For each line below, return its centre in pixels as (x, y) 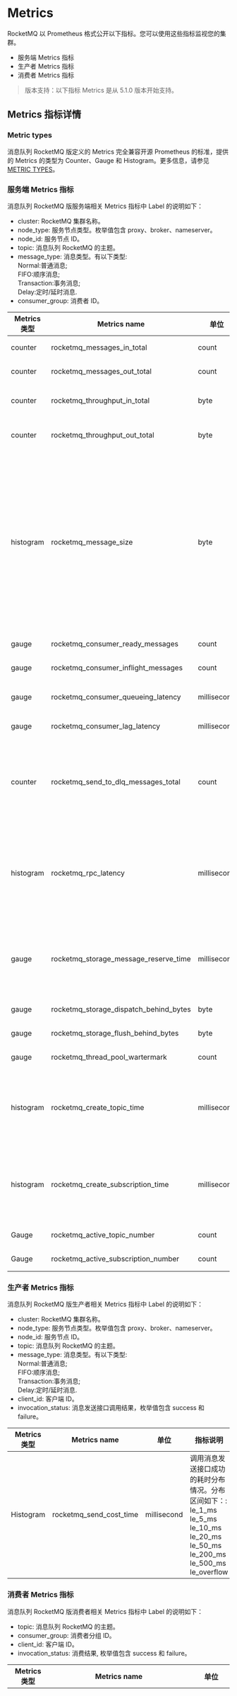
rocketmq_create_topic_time (98, 1107)
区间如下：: (209, 1501)
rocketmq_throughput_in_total (101, 400)
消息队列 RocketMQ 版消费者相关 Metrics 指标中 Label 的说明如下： (105, 1611)
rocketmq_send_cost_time (95, 1515)
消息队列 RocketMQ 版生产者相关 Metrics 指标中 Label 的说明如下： (105, 1305)
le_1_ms (203, 1511)
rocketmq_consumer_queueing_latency (116, 697)
